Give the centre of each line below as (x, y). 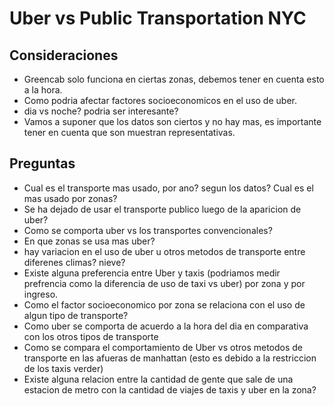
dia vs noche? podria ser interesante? (101, 111)
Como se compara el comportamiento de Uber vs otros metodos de (163, 347)
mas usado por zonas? (70, 198)
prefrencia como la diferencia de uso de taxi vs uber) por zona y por (164, 283)
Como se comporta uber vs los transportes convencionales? (148, 230)
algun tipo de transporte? (76, 315)
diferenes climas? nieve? (74, 262)
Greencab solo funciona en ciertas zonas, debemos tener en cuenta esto (174, 79)
